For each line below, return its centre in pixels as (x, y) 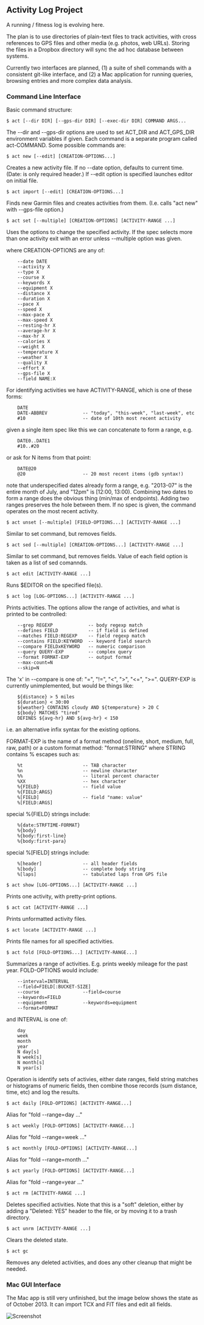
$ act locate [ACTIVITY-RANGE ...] (51, 930)
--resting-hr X (37, 325)
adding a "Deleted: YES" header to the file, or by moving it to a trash (92, 1211)
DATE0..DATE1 (34, 441)
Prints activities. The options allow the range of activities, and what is (93, 608)
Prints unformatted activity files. (47, 919)
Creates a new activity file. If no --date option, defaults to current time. (95, 168)
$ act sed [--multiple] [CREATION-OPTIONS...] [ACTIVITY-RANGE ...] (95, 545)
